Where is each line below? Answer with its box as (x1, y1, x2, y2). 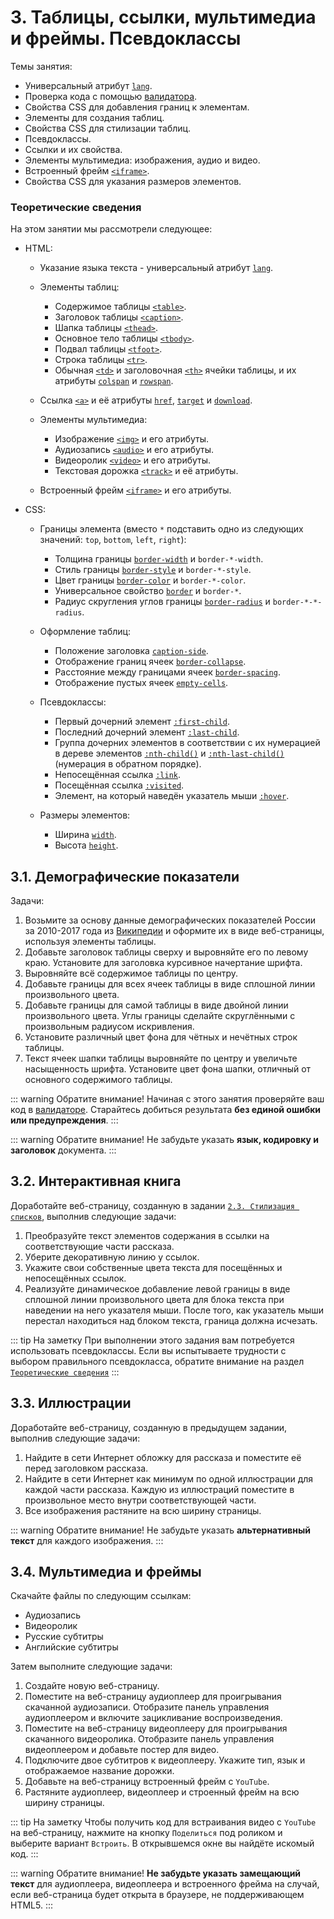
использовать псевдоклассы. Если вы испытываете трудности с (10, 1344, 287, 1356)
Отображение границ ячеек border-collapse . (54, 656, 247, 668)
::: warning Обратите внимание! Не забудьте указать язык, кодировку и (10, 1134, 319, 1146)
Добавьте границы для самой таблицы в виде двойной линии (24, 999, 289, 1011)
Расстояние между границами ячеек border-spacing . (54, 666, 281, 678)
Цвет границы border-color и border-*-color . (54, 574, 247, 586)
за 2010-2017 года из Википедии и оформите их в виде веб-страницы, (24, 925, 325, 937)
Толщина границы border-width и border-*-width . (54, 553, 264, 565)
